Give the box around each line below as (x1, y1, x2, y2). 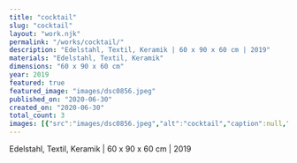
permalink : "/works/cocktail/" (9, 37, 125, 47)
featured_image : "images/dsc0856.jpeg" (9, 86, 156, 95)
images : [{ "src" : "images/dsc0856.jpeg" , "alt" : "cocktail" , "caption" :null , (9, 120, 287, 129)
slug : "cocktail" (9, 21, 73, 30)
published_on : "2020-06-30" (9, 94, 113, 104)
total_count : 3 (9, 111, 65, 120)
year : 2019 (9, 70, 49, 79)
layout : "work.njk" (9, 29, 81, 38)
